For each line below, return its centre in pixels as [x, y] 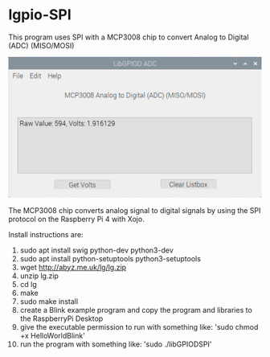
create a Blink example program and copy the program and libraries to [136, 310]
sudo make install [49, 301]
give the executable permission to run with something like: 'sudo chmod [139, 326]
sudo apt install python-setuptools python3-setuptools [110, 258]
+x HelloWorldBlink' [53, 335]
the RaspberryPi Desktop [61, 318]
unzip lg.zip [39, 276]
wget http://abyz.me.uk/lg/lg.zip [73, 267]
